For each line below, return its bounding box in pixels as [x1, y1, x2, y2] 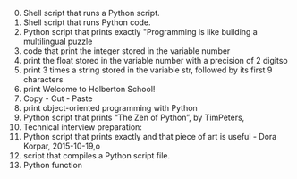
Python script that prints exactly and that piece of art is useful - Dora [22, 132, 277, 141]
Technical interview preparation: [22, 122, 142, 132]
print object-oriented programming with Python [22, 103, 198, 113]
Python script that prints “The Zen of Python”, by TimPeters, [22, 112, 245, 123]
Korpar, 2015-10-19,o [22, 141, 101, 151]
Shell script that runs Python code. [22, 17, 151, 28]
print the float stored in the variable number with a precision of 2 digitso [22, 55, 289, 65]
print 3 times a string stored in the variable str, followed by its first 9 [22, 64, 273, 75]
